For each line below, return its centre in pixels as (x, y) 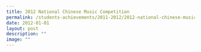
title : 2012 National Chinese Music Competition (68, 12)
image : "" (19, 39)
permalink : (20, 17)
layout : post (22, 28)
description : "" (26, 34)
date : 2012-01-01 (28, 23)
